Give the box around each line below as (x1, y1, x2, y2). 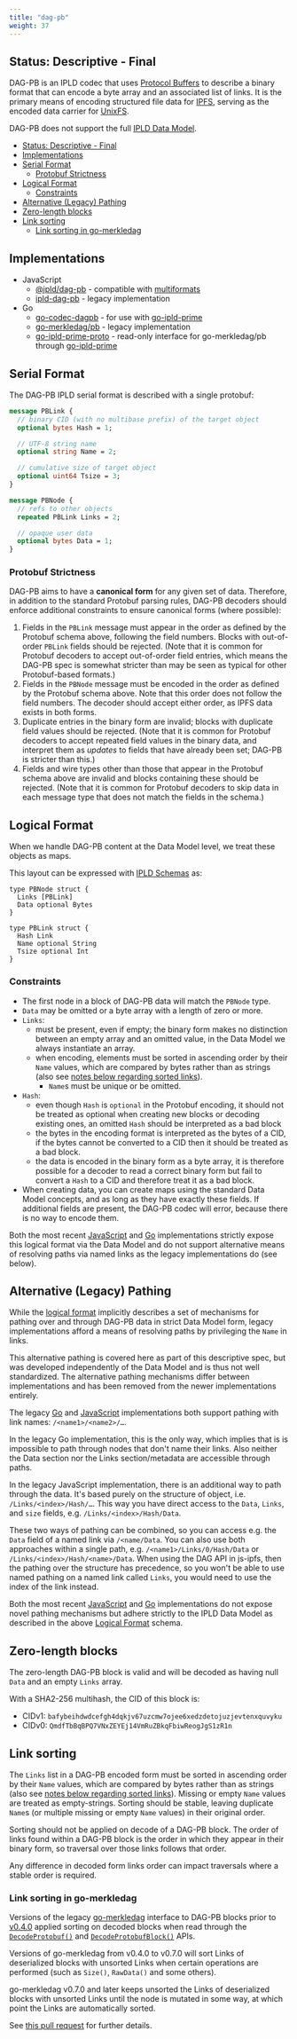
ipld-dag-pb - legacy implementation (35, 294, 171, 304)
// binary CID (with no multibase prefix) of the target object (17, 414, 260, 424)
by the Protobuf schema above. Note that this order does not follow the (21, 689, 283, 699)
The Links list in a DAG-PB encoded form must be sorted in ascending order (9, 1769, 287, 1780)
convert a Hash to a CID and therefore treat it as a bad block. (35, 1175, 255, 1185)
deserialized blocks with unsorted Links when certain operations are (9, 1957, 259, 1968)
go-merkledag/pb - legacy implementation (35, 321, 191, 333)
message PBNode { (9, 496, 74, 505)
